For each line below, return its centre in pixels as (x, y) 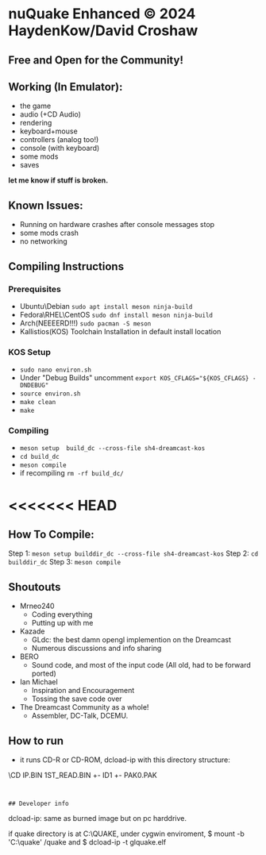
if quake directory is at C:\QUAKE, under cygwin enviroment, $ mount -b (126, 834)
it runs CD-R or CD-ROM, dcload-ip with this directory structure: (125, 760)
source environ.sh (50, 394)
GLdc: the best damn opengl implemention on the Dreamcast (131, 640)
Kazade (32, 631)
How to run (36, 740)
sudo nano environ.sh (55, 370)
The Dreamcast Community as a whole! (84, 707)
